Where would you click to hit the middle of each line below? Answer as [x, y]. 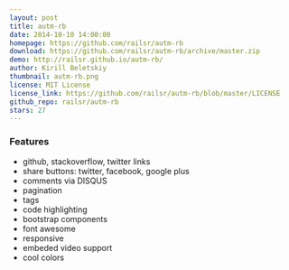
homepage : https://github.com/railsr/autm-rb [96, 43]
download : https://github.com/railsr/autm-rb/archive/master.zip [135, 51]
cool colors [43, 257]
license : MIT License [50, 85]
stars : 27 [28, 110]
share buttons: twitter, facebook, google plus [106, 171]
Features [29, 142]
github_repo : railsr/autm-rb [64, 102]
